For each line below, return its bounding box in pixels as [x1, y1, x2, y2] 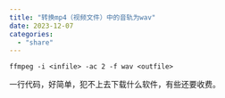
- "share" [17, 37, 54, 47]
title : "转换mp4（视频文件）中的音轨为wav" [9, 12, 156, 22]
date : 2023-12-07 [9, 21, 74, 30]
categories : [9, 29, 54, 38]
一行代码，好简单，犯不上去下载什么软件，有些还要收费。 [9, 79, 221, 90]
